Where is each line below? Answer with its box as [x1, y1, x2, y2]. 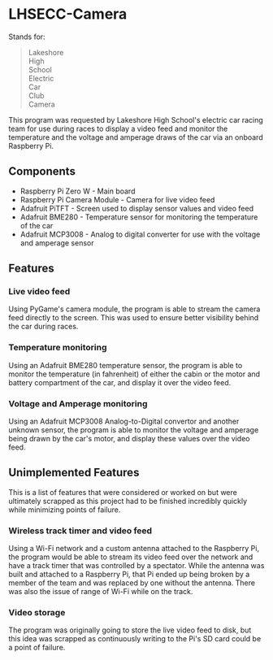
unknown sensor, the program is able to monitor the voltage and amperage [8, 425, 259, 435]
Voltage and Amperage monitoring [8, 397, 148, 409]
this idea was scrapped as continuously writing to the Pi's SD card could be [8, 634, 262, 644]
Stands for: [8, 32, 46, 41]
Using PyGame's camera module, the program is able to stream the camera [8, 304, 261, 314]
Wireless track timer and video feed [8, 525, 153, 536]
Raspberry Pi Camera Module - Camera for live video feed [19, 194, 215, 204]
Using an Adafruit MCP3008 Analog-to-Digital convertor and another [8, 416, 240, 427]
